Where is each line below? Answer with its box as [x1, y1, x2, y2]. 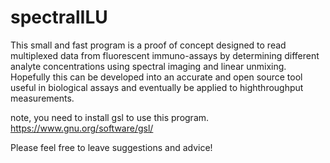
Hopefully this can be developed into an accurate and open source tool [10, 71, 303, 83]
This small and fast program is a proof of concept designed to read [10, 39, 287, 51]
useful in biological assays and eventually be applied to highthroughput [10, 81, 304, 93]
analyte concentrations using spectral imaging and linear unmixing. [10, 60, 287, 72]
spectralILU [10, 6, 108, 29]
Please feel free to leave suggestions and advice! [10, 141, 213, 153]
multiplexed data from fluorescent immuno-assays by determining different [10, 49, 320, 61]
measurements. [10, 92, 75, 104]
